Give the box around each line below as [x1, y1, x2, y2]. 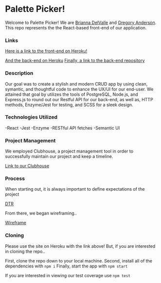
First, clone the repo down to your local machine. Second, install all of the [5, 258, 152, 263]
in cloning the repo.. [5, 248, 45, 254]
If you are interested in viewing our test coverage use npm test [5, 272, 130, 278]
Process [5, 175, 25, 182]
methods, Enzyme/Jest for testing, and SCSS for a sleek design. [5, 102, 133, 108]
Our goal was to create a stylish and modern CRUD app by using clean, [5, 81, 148, 87]
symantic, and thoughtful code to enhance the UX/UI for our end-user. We [5, 86, 154, 92]
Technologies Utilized [5, 114, 57, 121]
